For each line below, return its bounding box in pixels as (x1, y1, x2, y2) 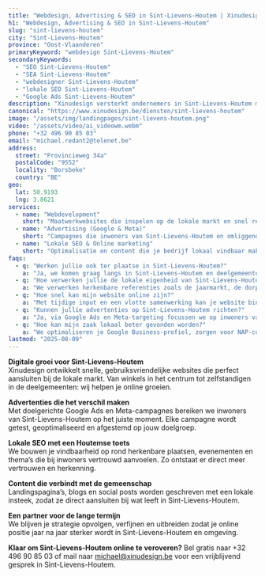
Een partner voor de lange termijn (8, 511, 121, 521)
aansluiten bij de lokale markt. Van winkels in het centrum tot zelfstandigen (8, 374, 252, 384)
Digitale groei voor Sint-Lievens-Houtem (8, 357, 144, 366)
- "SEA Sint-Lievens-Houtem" (15, 70, 111, 78)
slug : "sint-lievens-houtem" (8, 26, 104, 34)
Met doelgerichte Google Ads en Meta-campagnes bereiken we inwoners (8, 406, 247, 416)
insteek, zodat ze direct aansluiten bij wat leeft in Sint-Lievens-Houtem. (8, 495, 240, 505)
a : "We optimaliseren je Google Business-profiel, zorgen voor (22, 328, 235, 336)
